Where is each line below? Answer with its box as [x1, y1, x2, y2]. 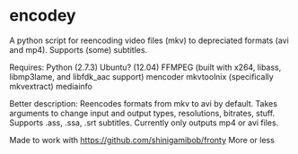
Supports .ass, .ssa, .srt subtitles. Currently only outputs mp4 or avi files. [9, 117, 279, 128]
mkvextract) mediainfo [9, 81, 92, 91]
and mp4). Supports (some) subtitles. [9, 44, 148, 55]
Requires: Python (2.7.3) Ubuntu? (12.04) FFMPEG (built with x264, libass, [9, 62, 282, 73]
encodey [9, 5, 76, 26]
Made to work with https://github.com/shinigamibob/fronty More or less [9, 134, 276, 145]
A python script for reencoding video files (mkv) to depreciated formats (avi [9, 35, 289, 46]
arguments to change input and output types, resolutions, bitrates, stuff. [9, 107, 276, 118]
